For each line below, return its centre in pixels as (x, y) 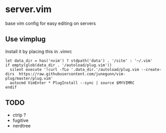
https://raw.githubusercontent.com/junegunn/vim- (72, 74)
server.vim (29, 9)
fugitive (20, 120)
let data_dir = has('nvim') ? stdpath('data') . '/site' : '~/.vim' (79, 61)
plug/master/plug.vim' (29, 78)
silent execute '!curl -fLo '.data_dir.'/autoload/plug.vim (74, 69)
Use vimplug (26, 39)
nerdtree (22, 125)
